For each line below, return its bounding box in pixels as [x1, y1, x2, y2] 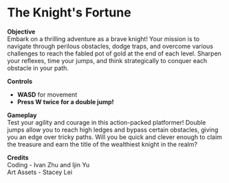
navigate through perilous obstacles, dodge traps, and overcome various [7, 42, 213, 50]
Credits [7, 153, 29, 162]
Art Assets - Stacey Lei [7, 168, 73, 176]
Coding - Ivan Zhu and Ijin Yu [7, 160, 90, 169]
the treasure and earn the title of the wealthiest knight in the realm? [7, 140, 198, 148]
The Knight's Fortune [7, 5, 132, 21]
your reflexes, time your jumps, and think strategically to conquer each [7, 56, 208, 64]
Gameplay [7, 111, 37, 119]
